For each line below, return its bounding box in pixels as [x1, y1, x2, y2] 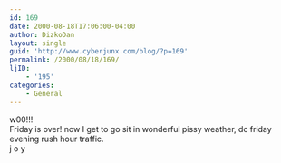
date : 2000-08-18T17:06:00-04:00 [9, 22, 136, 31]
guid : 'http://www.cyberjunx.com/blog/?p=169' [9, 47, 189, 56]
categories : [9, 81, 54, 90]
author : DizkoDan [9, 30, 75, 39]
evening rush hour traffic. [9, 133, 104, 144]
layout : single [9, 38, 67, 48]
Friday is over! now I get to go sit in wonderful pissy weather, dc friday [9, 123, 272, 134]
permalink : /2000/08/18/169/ [9, 55, 120, 64]
